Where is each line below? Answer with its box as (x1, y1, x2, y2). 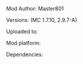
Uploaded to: (6, 28, 38, 35)
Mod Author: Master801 (6, 5, 64, 12)
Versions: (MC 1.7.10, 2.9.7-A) (6, 17, 78, 23)
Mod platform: (6, 40, 41, 46)
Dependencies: (6, 51, 43, 58)
